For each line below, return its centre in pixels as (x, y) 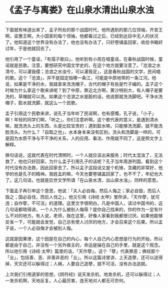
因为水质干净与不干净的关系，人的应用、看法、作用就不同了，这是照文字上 (86, 138)
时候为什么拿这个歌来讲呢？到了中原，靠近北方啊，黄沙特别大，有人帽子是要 (84, 90)
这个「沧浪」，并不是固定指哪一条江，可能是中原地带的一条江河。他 (87, 77)
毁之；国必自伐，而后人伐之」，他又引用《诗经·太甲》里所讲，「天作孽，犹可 (82, 197)
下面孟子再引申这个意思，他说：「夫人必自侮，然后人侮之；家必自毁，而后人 (83, 191)
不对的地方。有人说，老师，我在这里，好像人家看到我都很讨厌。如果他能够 (86, 216)
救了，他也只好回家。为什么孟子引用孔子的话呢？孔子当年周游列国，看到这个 (84, 161)
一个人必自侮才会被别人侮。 (47, 228)
